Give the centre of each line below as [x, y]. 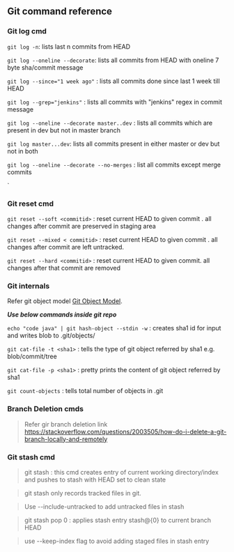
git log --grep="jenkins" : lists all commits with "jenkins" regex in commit [115, 102]
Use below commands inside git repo [62, 315]
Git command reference [60, 11]
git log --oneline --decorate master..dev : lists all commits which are [110, 123]
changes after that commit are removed [64, 268]
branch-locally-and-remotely [66, 439]
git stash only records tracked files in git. [83, 493]
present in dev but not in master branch [64, 130]
